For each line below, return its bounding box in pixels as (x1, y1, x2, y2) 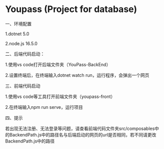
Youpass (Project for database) (5, 4, 137, 15)
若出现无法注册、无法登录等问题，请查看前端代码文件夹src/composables (5, 125, 155, 131)
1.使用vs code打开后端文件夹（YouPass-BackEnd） (5, 61, 111, 67)
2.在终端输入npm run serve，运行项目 (5, 104, 83, 110)
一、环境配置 (5, 21, 31, 27)
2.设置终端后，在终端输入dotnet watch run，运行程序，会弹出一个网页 (5, 72, 149, 78)
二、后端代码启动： (5, 51, 45, 57)
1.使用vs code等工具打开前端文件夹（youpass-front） (5, 93, 115, 99)
